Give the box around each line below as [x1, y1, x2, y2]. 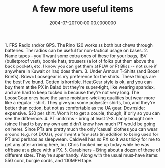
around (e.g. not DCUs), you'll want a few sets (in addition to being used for [5, 131, 159, 137]
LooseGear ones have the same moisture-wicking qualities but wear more [5, 95, 155, 101]
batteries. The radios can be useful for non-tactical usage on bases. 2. [5, 47, 149, 53]
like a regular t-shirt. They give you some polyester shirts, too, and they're [5, 100, 156, 105]
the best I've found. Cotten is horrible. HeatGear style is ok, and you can [5, 79, 152, 85]
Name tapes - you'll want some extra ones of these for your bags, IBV [5, 53, 147, 59]
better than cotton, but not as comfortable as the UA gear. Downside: [5, 105, 145, 111]
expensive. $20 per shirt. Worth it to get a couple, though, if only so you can [5, 110, 160, 116]
